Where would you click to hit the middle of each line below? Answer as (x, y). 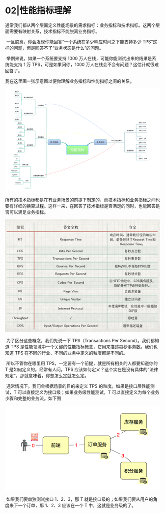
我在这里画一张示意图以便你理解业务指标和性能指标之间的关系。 (69, 81)
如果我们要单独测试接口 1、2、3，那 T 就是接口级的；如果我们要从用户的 (80, 499)
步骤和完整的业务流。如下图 (33, 398)
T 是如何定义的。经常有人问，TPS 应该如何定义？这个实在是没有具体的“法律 (82, 369)
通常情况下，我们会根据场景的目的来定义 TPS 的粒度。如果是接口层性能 (78, 386)
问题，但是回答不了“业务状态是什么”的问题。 (59, 48)
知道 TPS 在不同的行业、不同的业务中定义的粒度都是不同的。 (66, 353)
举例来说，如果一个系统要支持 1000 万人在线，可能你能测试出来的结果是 (79, 58)
